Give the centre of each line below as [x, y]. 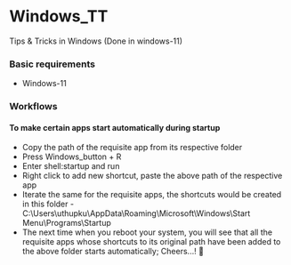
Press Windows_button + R [72, 157]
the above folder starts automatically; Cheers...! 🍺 [113, 252]
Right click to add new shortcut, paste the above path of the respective [152, 176]
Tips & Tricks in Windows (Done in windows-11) [96, 41]
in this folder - [48, 204]
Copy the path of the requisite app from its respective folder [132, 148]
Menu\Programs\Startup [66, 223]
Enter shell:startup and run [71, 166]
